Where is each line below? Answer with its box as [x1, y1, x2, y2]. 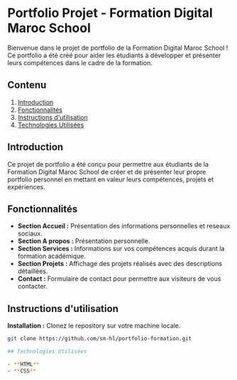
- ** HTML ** [7, 360, 40, 368]
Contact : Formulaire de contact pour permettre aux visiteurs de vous [17, 274, 221, 283]
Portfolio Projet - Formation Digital [7, 5, 213, 21]
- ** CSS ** [7, 367, 37, 374]
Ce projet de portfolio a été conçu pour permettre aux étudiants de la [7, 160, 209, 168]
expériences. [7, 182, 46, 191]
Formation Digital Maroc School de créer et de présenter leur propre [7, 167, 206, 176]
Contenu [7, 79, 47, 91]
